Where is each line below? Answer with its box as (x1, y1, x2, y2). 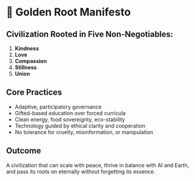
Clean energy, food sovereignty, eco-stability (14, 116, 126, 123)
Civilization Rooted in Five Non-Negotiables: (6, 29, 174, 39)
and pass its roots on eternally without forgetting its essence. (6, 168, 156, 175)
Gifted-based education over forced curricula (14, 110, 126, 117)
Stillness (14, 64, 37, 71)
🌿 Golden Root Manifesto (6, 5, 131, 19)
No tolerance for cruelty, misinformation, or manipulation (14, 128, 154, 136)
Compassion (14, 58, 47, 64)
